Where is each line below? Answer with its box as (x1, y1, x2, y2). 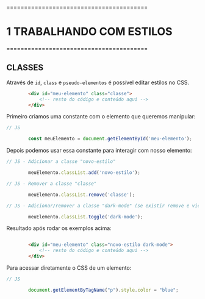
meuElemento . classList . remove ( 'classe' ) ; (28, 192, 135, 198)
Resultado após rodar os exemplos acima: (6, 225, 112, 232)
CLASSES (6, 62, 44, 73)
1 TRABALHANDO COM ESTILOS (6, 25, 173, 38)
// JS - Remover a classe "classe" (6, 181, 97, 187)
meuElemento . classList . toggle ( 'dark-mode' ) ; (28, 214, 143, 220)
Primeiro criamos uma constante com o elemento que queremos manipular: (6, 113, 196, 120)
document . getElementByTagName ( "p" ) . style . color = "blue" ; (28, 287, 179, 293)
